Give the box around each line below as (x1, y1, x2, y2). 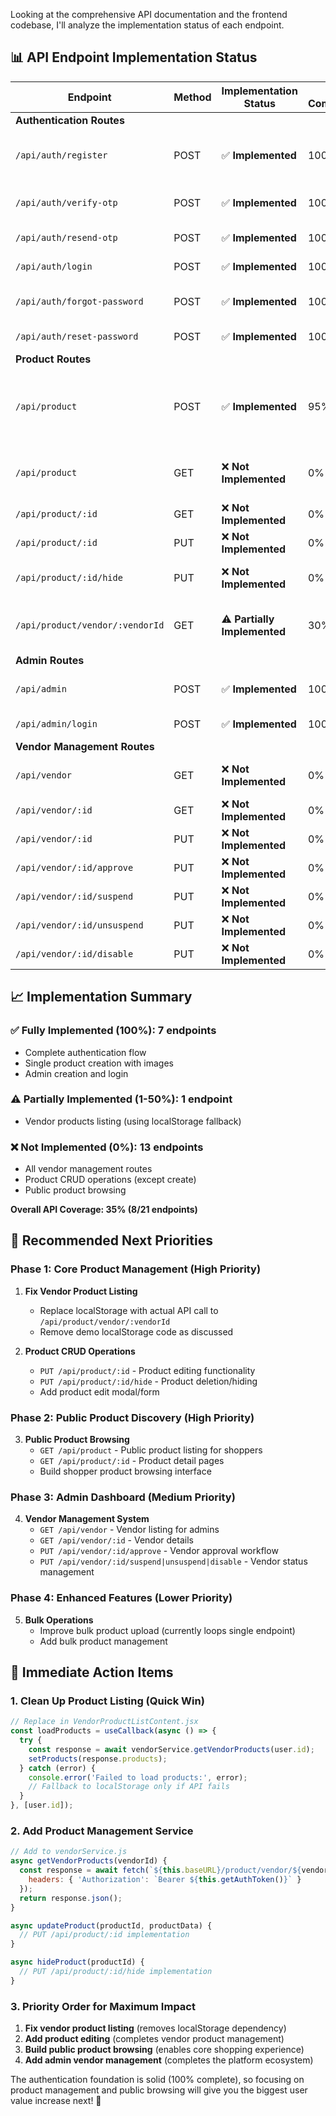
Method (173, 90, 212, 104)
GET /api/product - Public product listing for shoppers (39, 1444, 263, 1456)
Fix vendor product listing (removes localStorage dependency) (24, 2022, 287, 2034)
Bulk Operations (24, 1614, 94, 1626)
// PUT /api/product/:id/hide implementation (19, 1967, 213, 1977)
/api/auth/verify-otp (15, 197, 118, 208)
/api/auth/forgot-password (15, 295, 144, 307)
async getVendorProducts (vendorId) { (10, 1856, 168, 1866)
